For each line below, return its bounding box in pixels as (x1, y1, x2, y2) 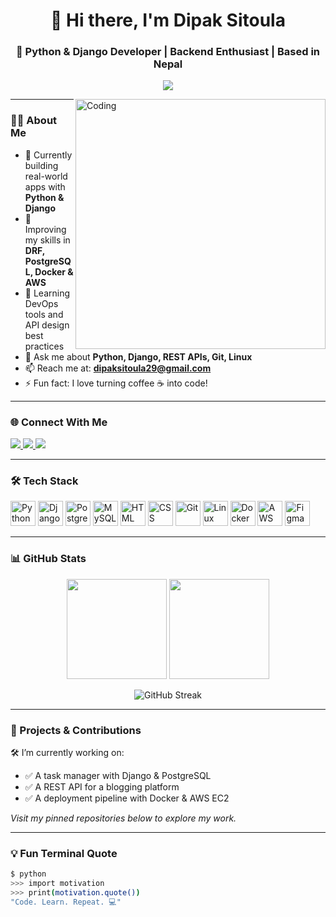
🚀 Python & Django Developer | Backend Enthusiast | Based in (15, 45, 321, 59)
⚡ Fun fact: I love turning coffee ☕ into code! (24, 377, 208, 389)
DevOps (24, 297, 59, 309)
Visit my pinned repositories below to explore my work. (10, 812, 237, 824)
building (24, 159, 59, 171)
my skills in (24, 234, 71, 246)
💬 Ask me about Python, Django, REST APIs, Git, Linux (24, 350, 253, 363)
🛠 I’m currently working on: (10, 746, 125, 758)
